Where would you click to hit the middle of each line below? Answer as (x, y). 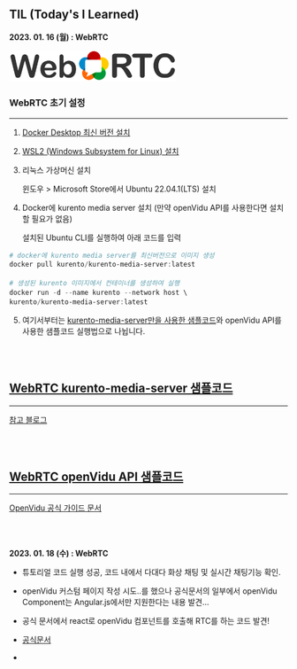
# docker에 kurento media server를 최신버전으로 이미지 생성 (112, 255)
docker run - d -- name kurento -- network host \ (99, 292)
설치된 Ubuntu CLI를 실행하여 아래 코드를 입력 (101, 237)
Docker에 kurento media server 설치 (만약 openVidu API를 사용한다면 (145, 207)
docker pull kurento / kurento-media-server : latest (103, 265)
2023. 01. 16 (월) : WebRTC (59, 37)
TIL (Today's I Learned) (74, 15)
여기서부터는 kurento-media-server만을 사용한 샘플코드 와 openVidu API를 (152, 320)
